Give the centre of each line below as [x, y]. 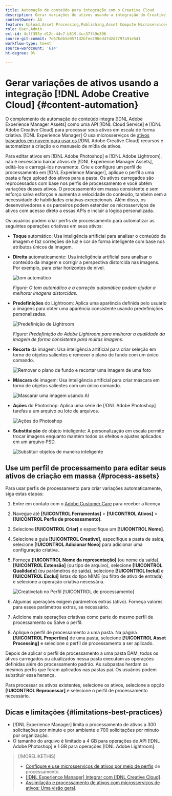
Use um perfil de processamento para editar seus [86, 468]
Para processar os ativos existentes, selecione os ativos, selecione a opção [85, 685]
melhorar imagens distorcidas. [45, 293]
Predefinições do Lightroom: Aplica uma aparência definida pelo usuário [90, 303]
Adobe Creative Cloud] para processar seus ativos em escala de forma [80, 130]
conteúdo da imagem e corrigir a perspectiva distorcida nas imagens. [86, 262]
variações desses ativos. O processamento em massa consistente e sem [82, 189]
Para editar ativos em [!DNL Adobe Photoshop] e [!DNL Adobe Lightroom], [84, 156]
